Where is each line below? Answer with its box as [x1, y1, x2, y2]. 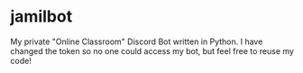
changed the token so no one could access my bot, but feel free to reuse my [10, 45, 294, 56]
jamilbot [10, 6, 73, 27]
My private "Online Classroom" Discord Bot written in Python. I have [10, 36, 263, 47]
